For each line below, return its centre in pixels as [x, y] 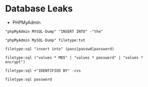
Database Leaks [39, 9]
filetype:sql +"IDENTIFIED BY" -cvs [43, 71]
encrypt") [15, 62]
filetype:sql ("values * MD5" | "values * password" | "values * [74, 58]
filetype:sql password [29, 79]
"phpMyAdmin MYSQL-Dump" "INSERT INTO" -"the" [54, 31]
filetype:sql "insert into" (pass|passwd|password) [60, 49]
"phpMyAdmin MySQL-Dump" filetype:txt [45, 40]
